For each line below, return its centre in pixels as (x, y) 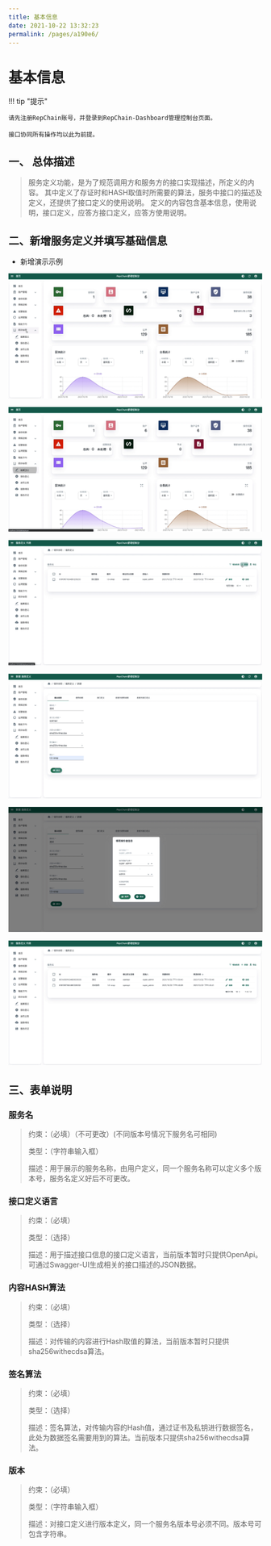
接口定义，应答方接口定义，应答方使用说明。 (117, 213)
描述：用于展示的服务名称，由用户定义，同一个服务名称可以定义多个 (141, 1168)
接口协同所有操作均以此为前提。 (54, 135)
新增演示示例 (41, 261)
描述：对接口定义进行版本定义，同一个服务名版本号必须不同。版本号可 (145, 1524)
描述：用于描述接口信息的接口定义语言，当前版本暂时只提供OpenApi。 (145, 1255)
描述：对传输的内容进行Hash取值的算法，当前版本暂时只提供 (129, 1341)
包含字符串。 (49, 1534)
